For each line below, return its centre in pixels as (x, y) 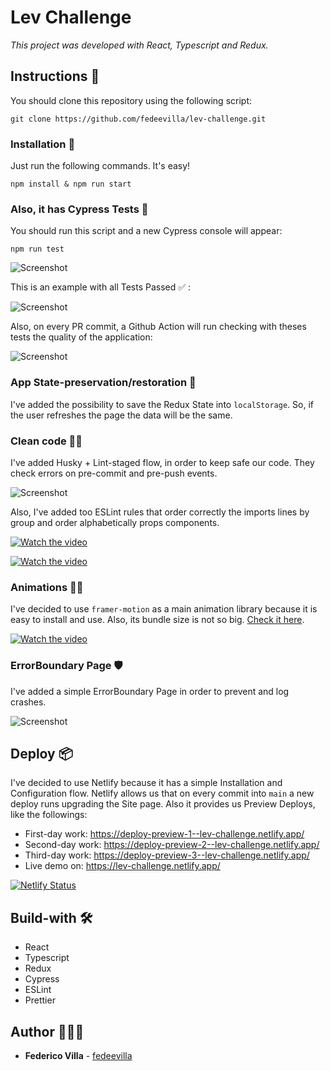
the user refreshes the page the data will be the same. (121, 415)
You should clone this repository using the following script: (131, 100)
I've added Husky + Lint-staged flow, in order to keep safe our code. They (162, 462)
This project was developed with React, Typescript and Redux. (139, 45)
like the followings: (49, 815)
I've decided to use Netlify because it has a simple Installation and (146, 783)
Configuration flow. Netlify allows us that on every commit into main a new (162, 793)
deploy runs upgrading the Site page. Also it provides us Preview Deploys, (163, 804)
